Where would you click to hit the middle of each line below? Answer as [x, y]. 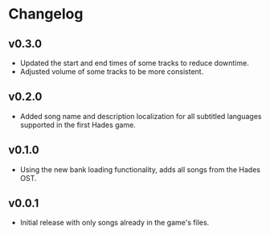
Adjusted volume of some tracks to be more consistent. [112, 72]
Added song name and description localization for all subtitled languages [141, 116]
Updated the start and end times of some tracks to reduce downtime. [134, 63]
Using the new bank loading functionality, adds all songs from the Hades [140, 169]
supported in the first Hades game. [78, 125]
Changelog [46, 14]
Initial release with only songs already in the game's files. [115, 223]
